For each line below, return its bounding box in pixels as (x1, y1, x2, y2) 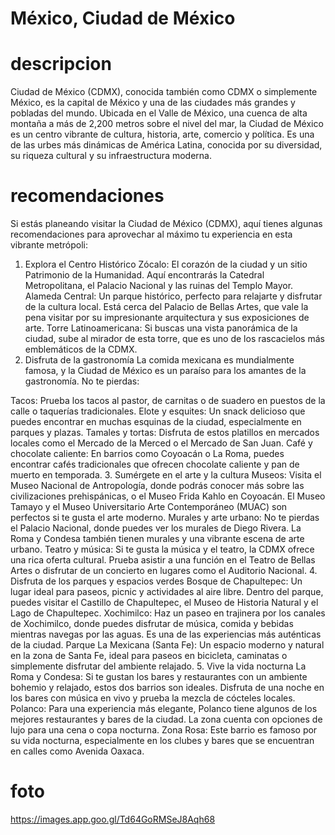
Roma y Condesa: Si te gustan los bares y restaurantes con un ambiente (10, 671, 308, 683)
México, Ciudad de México (10, 7, 236, 30)
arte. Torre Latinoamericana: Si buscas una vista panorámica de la (24, 322, 298, 334)
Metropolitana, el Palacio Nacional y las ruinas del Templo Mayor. (24, 280, 294, 292)
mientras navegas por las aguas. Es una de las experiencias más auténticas (10, 628, 322, 641)
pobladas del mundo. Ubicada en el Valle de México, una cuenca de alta (10, 107, 308, 119)
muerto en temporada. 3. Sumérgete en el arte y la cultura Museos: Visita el (10, 469, 322, 481)
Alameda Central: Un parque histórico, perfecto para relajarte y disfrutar (24, 290, 323, 302)
